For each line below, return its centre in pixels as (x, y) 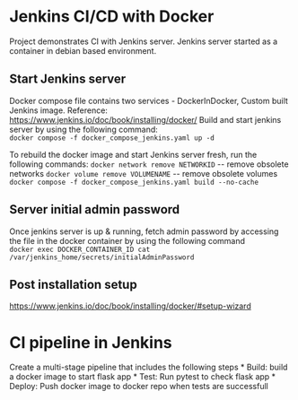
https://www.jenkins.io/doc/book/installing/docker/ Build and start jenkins (145, 119)
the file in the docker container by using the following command (127, 240)
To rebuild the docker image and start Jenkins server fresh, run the (133, 154)
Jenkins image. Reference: (58, 110)
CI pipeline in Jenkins (91, 342)
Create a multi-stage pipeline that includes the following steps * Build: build (149, 367)
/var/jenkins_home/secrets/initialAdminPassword (102, 257)
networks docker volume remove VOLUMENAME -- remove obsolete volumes (144, 173)
